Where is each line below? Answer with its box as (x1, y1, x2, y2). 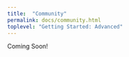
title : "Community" (7, 10, 68, 17)
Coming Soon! (7, 42, 49, 51)
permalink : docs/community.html (7, 17, 101, 24)
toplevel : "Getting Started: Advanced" (7, 23, 123, 30)
